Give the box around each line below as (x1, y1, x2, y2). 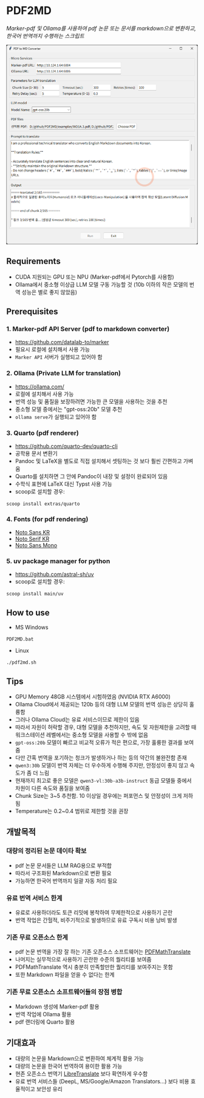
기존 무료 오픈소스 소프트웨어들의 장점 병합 (6, 988, 123, 996)
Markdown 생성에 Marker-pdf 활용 (15, 1003, 100, 1010)
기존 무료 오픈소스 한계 (6, 933, 69, 941)
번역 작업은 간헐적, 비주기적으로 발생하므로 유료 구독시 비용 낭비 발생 (15, 916, 177, 924)
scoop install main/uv (6, 591, 64, 597)
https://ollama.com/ (15, 382, 65, 390)
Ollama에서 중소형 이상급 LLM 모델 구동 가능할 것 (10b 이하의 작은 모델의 (15, 281, 188, 288)
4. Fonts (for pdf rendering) (6, 515, 89, 523)
